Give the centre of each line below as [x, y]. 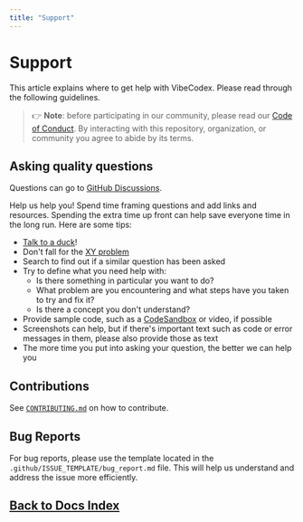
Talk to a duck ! [50, 242]
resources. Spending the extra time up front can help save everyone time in [150, 215]
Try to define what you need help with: [95, 271]
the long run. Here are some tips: [71, 225]
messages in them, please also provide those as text [120, 338]
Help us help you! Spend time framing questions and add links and [133, 205]
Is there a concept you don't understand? [113, 309]
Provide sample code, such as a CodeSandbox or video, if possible [147, 319]
